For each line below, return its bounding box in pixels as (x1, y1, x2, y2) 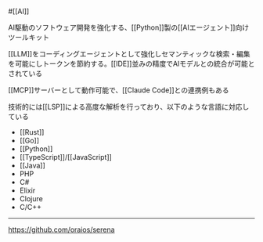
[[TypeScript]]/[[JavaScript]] (19, 153, 112, 161)
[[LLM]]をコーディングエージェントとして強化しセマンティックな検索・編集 (8, 49, 250, 58)
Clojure (19, 194, 43, 203)
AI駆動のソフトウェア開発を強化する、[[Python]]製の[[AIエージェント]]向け (8, 23, 249, 32)
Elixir (19, 186, 36, 195)
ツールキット (8, 33, 49, 42)
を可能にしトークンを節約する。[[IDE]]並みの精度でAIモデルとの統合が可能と (8, 59, 255, 68)
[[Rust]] (19, 128, 45, 136)
